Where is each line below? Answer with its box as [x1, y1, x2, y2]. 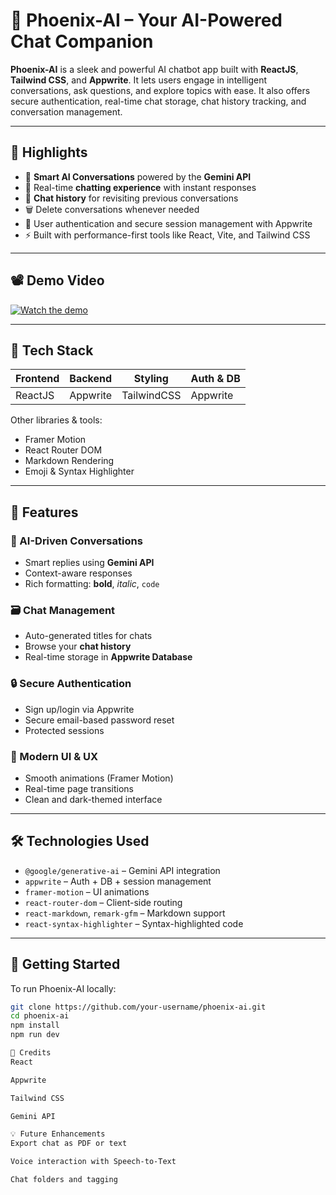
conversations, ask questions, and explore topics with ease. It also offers [10, 84, 311, 96]
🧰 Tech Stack [10, 342, 94, 359]
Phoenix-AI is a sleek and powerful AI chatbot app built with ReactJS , [10, 63, 299, 75]
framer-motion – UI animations [24, 885, 150, 898]
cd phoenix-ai [10, 1011, 70, 1021]
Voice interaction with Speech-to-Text [10, 1157, 177, 1167]
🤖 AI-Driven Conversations [10, 534, 143, 548]
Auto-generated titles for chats [24, 630, 153, 642]
